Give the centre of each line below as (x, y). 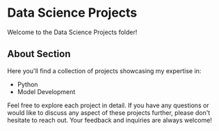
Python (27, 84)
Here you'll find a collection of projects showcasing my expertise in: (104, 70)
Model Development (46, 91)
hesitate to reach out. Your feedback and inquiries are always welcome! (109, 120)
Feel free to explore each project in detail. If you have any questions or (108, 105)
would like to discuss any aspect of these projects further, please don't (109, 112)
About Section (39, 54)
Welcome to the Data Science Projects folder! (72, 32)
